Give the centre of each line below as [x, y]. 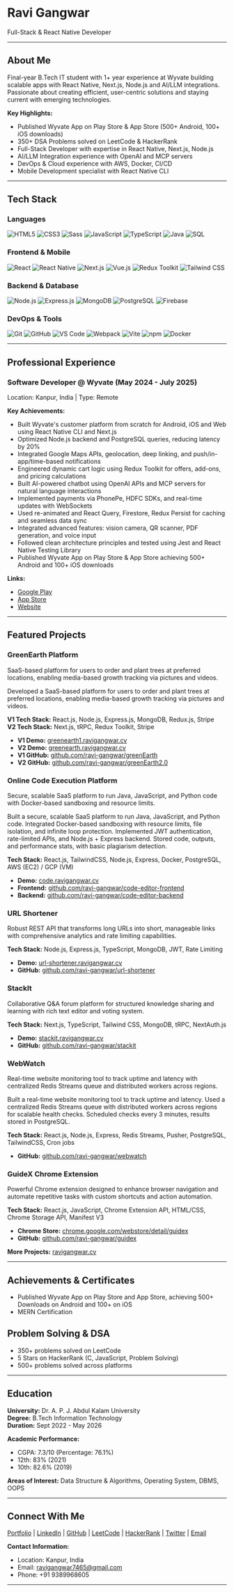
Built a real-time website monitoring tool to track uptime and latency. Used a [116, 1099]
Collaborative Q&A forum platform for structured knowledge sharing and [111, 1004]
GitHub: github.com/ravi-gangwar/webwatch [82, 1156]
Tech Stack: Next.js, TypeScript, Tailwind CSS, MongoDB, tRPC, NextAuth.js [117, 1024]
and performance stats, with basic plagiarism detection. [87, 846]
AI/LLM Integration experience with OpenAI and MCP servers [105, 156]
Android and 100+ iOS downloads [65, 565]
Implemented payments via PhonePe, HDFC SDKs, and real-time [110, 499]
